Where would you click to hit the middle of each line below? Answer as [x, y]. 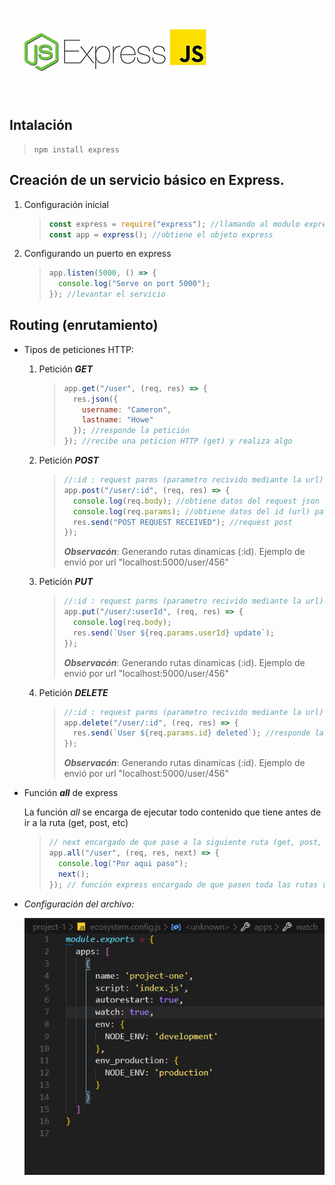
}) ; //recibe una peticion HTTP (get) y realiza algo [178, 441]
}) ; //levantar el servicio [107, 294]
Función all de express [71, 793]
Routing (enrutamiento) [84, 325]
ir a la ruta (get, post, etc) [76, 823]
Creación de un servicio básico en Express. [147, 180]
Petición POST [68, 460]
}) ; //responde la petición [131, 431]
